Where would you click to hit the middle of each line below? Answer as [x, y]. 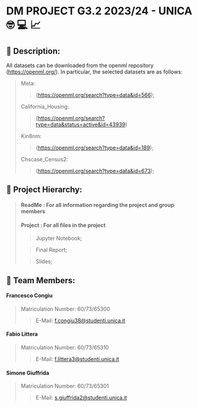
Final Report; [51, 250]
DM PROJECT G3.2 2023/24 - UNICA [99, 11]
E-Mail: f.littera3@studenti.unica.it [77, 359]
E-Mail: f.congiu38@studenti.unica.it [81, 320]
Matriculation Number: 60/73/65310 [65, 347]
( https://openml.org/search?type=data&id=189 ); [95, 148]
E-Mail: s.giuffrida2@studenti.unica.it [81, 398]
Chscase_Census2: [44, 159]
